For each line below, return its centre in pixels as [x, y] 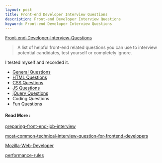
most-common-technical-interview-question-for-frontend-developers [77, 136]
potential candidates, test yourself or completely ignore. [75, 53]
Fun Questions [27, 104]
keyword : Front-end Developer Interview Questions [59, 24]
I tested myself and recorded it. [37, 62]
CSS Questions [28, 83]
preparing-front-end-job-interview [40, 126]
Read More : [18, 115]
